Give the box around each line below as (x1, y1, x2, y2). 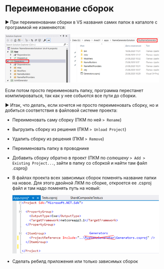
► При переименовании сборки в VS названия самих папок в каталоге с (5, 19, 158, 25)
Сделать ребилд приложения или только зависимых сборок (12, 258, 138, 265)
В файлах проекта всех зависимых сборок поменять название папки (12, 174, 157, 180)
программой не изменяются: (5, 24, 66, 30)
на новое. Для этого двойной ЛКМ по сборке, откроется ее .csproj (12, 180, 152, 186)
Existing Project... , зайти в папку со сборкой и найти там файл (12, 160, 147, 166)
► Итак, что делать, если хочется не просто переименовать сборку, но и (5, 102, 159, 108)
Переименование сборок (5, 3, 114, 14)
